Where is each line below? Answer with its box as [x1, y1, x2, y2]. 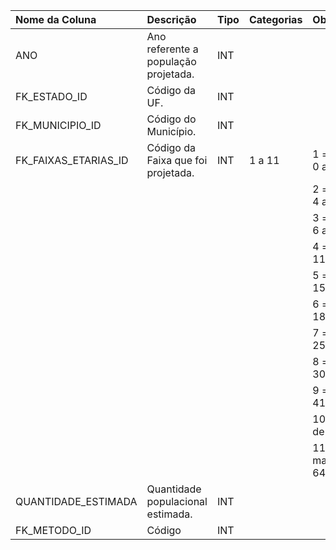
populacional [146, 495, 208, 508]
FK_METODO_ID [15, 524, 92, 537]
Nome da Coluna [15, 13, 97, 26]
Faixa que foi [146, 154, 208, 167]
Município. [146, 125, 197, 138]
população [146, 55, 197, 68]
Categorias [248, 13, 303, 26]
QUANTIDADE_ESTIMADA [15, 495, 138, 508]
